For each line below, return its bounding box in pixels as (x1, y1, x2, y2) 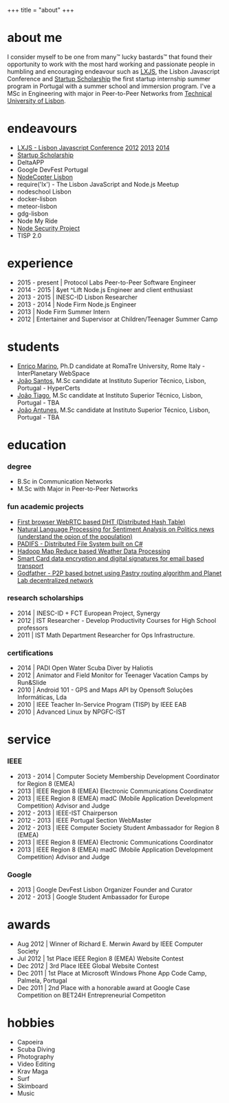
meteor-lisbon (17, 202, 57, 210)
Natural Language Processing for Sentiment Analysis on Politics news (17, 525, 215, 533)
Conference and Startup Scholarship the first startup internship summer (7, 74, 211, 83)
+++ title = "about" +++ (7, 6, 74, 14)
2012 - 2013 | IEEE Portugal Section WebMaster (17, 816, 152, 824)
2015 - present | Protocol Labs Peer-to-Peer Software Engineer (17, 278, 196, 287)
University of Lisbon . (7, 96, 67, 105)
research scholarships (7, 593, 84, 603)
